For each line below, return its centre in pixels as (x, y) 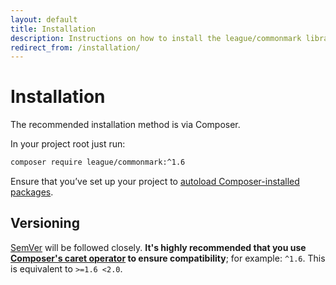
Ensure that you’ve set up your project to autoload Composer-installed (155, 182)
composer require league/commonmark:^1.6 (98, 162)
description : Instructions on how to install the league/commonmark (156, 38)
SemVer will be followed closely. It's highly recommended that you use (158, 247)
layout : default (44, 19)
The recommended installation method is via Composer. (125, 125)
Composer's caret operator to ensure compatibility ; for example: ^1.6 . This (168, 258)
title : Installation (53, 29)
